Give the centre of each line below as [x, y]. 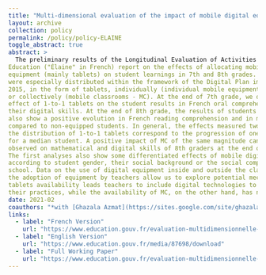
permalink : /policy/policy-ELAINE [65, 38]
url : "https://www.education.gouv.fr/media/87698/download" [123, 244]
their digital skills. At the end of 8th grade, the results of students [133, 112]
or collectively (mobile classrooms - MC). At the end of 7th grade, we [131, 97]
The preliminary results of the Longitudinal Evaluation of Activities [136, 60]
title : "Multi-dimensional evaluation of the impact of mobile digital [129, 15]
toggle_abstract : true [46, 45]
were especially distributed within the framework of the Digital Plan [129, 82]
